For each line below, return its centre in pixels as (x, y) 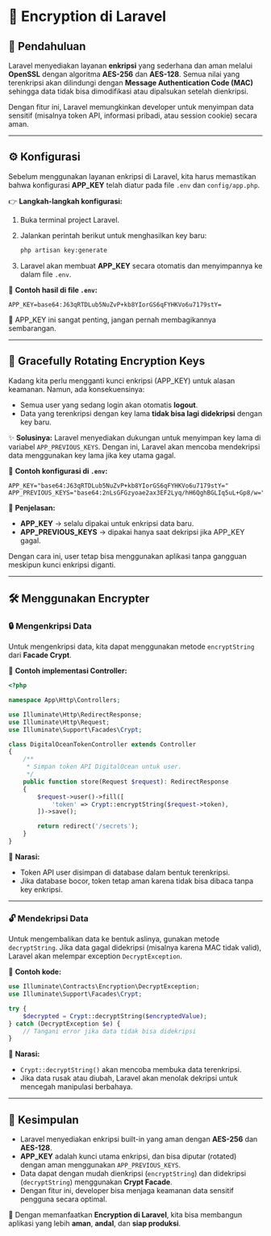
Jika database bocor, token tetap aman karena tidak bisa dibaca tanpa (137, 881)
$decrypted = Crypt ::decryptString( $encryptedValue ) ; (115, 1016)
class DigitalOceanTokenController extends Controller (102, 744)
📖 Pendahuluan (47, 46)
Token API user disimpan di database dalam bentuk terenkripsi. (125, 872)
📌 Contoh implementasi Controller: (68, 671)
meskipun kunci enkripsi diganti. (62, 565)
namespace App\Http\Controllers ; (65, 700)
